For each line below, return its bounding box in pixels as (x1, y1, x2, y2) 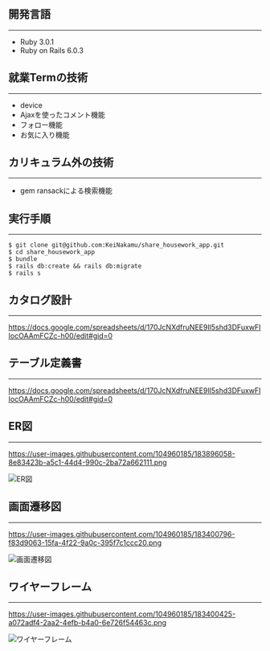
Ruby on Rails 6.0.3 (19, 45, 84, 55)
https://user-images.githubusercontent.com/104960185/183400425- (8, 609, 236, 619)
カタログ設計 (8, 293, 72, 307)
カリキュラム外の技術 (8, 156, 114, 170)
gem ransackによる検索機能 (19, 186, 112, 195)
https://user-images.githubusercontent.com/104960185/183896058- (8, 448, 235, 458)
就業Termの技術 (8, 71, 88, 84)
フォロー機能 (19, 120, 63, 129)
